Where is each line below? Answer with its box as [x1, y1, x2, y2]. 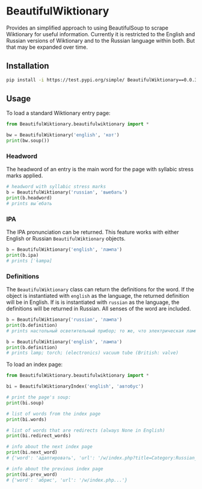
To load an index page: [6, 361, 63, 368]
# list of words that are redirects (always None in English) [6, 427, 165, 434]
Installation [6, 61, 49, 71]
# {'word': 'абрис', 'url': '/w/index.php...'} [6, 477, 128, 483]
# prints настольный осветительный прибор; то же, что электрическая [6, 327, 185, 334]
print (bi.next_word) [6, 449, 58, 456]
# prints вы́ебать [6, 200, 52, 206]
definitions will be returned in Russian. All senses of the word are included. [6, 305, 191, 312]
